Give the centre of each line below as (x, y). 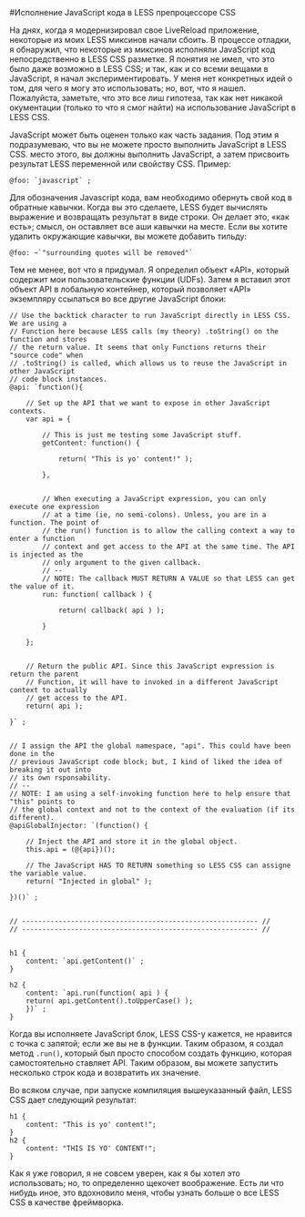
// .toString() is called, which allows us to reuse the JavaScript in (148, 363)
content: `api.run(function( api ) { (97, 993)
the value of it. (42, 587)
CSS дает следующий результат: (73, 1100)
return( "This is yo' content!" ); (126, 459)
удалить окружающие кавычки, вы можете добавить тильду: (128, 236)
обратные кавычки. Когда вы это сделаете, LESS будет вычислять (139, 207)
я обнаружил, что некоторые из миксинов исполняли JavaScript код (142, 49)
